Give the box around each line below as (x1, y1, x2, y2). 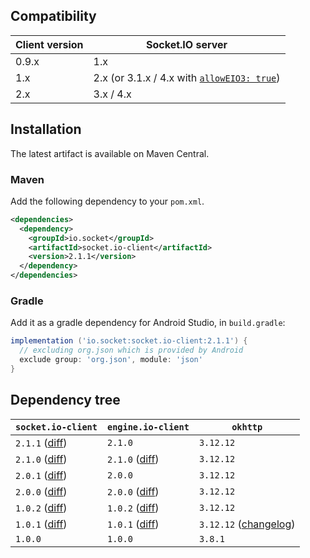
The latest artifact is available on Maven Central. (10, 147, 210, 159)
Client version (15, 37, 84, 51)
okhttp (231, 421, 263, 433)
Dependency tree (10, 392, 121, 409)
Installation (10, 121, 82, 138)
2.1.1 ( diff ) (15, 435, 68, 449)
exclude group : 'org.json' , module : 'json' (19, 355, 203, 365)
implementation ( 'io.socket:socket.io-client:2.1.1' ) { (10, 336, 248, 346)
